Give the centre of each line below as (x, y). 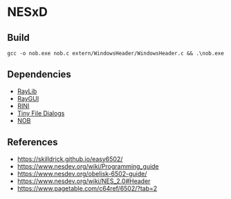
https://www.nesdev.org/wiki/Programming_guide (88, 166)
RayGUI (28, 98)
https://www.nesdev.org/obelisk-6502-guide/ (82, 173)
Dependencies (39, 74)
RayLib (27, 91)
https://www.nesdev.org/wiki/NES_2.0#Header (84, 181)
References (33, 142)
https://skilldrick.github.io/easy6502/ (70, 159)
